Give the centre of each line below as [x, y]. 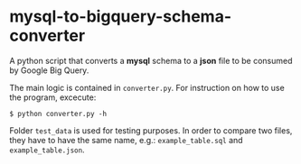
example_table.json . [47, 150]
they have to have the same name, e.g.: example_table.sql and [126, 140]
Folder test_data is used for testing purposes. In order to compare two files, [151, 130]
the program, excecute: [53, 97]
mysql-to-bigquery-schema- [121, 17]
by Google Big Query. [49, 70]
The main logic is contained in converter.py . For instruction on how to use [147, 87]
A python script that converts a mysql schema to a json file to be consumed [151, 60]
